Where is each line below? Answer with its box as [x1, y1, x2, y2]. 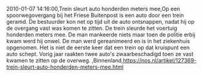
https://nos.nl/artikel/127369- [123, 57, 197, 64]
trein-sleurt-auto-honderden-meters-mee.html [6, 63, 124, 71]
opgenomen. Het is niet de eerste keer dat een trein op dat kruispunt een [6, 44, 190, 51]
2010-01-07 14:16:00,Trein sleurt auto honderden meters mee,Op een [6, 5, 180, 12]
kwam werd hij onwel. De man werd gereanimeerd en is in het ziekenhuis [6, 38, 190, 44]
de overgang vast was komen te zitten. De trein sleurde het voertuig [6, 24, 177, 32]
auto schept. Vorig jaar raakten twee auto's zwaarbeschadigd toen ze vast [6, 50, 194, 57]
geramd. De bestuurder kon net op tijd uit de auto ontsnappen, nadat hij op [6, 18, 194, 25]
